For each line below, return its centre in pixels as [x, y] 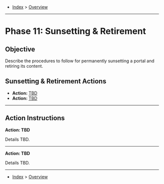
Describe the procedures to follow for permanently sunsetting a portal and [80, 61]
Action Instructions [35, 118]
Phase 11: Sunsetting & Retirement [76, 31]
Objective [20, 49]
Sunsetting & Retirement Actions [56, 82]
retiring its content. [24, 66]
